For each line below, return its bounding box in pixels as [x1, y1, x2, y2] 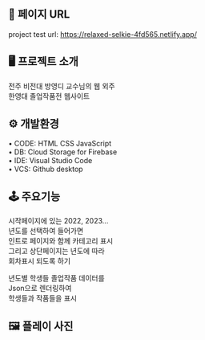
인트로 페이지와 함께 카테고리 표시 [8, 236, 114, 246]
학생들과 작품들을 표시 [8, 293, 78, 303]
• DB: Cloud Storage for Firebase [8, 147, 118, 157]
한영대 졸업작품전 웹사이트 [8, 91, 90, 100]
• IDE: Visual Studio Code [8, 156, 93, 166]
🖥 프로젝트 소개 [8, 55, 78, 68]
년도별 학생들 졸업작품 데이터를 [8, 273, 106, 283]
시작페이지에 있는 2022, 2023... [8, 216, 109, 226]
